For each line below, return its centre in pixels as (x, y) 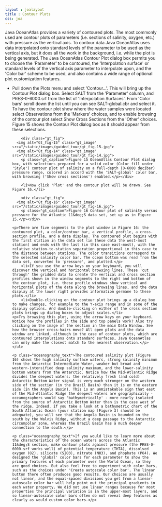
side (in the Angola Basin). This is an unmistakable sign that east (84, 389)
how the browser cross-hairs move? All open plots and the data (78, 330)
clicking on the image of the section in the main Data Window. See (82, 326)
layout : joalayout (25, 9)
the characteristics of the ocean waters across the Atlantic (76, 440)
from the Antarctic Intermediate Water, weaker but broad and (76, 364)
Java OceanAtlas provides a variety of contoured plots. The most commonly (81, 33)
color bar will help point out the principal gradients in (95, 483)
